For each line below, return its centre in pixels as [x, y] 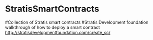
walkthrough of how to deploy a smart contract [52, 27]
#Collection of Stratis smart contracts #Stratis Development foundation [77, 22]
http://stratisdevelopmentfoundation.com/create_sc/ [58, 32]
